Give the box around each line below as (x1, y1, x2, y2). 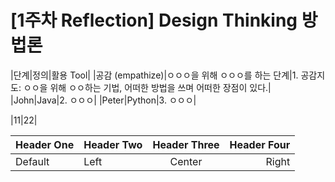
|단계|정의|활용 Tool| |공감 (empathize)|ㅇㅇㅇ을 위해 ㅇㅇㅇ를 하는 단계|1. (10, 69, 299, 81)
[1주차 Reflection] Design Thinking (10, 9, 298, 32)
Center (169, 154, 203, 168)
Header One (15, 137, 75, 151)
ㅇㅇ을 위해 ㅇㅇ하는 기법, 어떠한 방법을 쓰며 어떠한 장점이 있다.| (23, 81, 272, 93)
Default (15, 154, 50, 168)
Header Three (152, 137, 220, 151)
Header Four (229, 137, 291, 151)
